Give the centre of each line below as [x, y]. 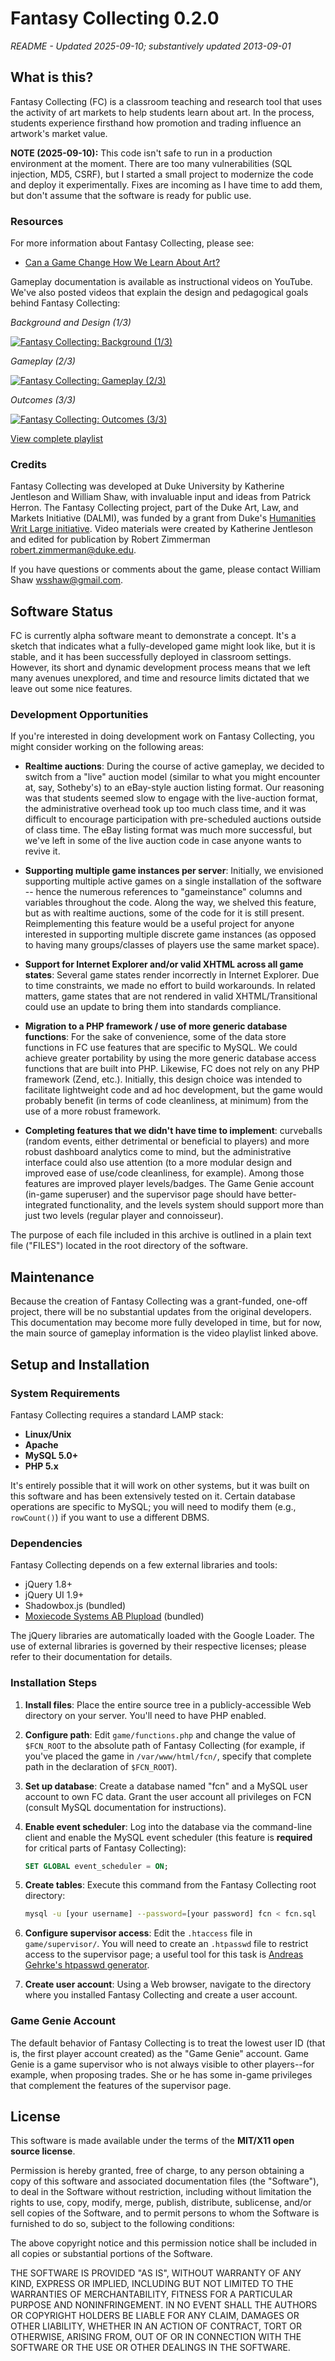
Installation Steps [54, 1683]
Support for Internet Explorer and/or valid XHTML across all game [164, 964]
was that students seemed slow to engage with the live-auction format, [171, 798]
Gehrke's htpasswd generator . [87, 1965]
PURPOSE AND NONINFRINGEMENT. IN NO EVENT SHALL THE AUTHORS [164, 2305]
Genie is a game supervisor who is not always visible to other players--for [162, 2064]
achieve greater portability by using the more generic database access [170, 1058]
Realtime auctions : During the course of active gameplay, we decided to [174, 766]
